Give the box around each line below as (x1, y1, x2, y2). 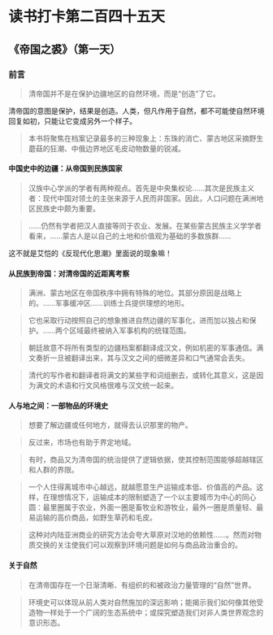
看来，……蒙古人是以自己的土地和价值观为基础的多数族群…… (28, 231, 232, 241)
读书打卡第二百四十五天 (8, 7, 166, 26)
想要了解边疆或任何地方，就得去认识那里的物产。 (28, 420, 193, 430)
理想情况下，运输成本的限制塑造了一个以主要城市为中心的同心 (50, 493, 257, 502)
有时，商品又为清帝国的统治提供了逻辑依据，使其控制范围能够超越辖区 (28, 455, 264, 464)
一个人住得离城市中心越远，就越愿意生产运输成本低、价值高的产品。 (28, 482, 257, 492)
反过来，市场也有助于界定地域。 (28, 437, 136, 447)
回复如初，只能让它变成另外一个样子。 (8, 115, 136, 126)
